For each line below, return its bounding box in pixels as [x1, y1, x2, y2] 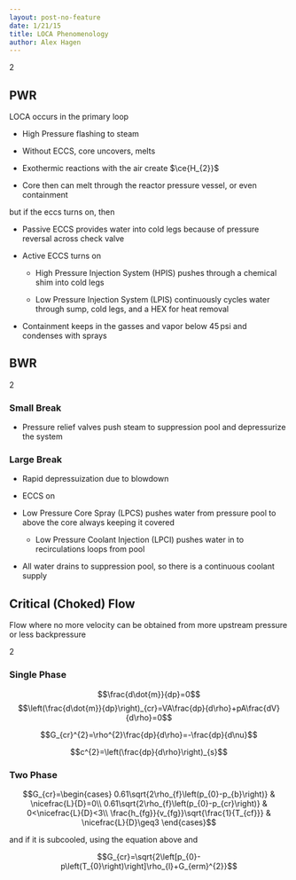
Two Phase [9, 768, 58, 781]
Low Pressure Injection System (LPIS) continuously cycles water [35, 295, 270, 305]
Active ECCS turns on [21, 250, 102, 262]
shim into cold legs [35, 277, 105, 288]
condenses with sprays [21, 330, 108, 342]
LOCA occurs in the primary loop [9, 112, 129, 122]
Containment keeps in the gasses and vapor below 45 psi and [21, 321, 247, 332]
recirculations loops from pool [35, 544, 145, 554]
